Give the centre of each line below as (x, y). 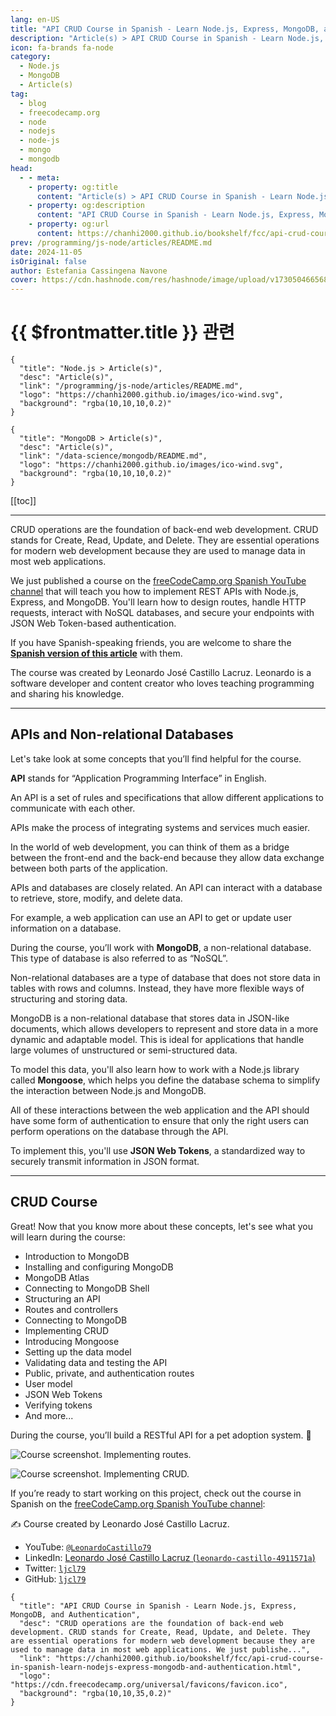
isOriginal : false (48, 261)
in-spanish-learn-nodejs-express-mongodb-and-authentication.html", (156, 1667)
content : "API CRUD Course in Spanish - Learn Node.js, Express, (175, 215)
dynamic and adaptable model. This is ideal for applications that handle (157, 1039)
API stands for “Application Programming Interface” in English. (138, 778)
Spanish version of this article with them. (96, 653)
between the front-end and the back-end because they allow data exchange (167, 857)
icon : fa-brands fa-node (62, 47)
